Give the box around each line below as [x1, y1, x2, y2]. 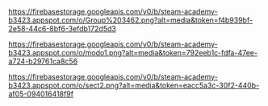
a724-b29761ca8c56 [8, 56, 78, 66]
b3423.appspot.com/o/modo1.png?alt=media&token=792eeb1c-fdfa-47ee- [8, 48, 258, 57]
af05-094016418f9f [8, 89, 74, 99]
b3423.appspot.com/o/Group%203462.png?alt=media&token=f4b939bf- [8, 15, 253, 25]
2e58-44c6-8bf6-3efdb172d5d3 [8, 24, 117, 33]
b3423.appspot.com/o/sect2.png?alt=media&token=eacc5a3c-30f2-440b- [8, 80, 260, 90]
